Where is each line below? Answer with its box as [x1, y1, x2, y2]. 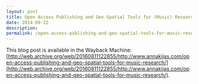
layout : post [6, 8, 38, 15]
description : [6, 25, 38, 31]
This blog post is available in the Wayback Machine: [6, 46, 132, 53]
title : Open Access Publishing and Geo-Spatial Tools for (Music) [6, 14, 173, 20]
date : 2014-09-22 [6, 19, 49, 25]
